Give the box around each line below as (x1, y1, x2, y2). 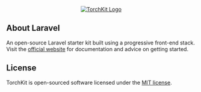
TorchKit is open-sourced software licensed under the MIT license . (6, 79, 173, 86)
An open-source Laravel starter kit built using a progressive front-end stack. (6, 39, 196, 46)
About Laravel (6, 23, 60, 33)
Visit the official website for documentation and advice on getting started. (6, 45, 188, 52)
